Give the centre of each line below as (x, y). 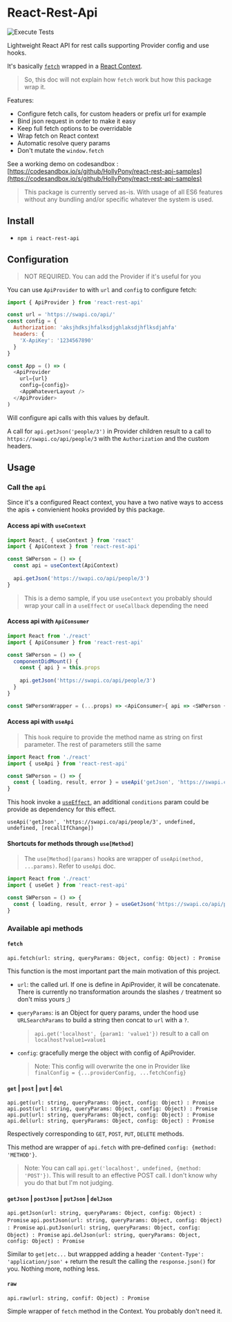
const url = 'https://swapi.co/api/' (61, 315)
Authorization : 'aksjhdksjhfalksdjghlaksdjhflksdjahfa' (95, 328)
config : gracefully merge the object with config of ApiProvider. (106, 1053)
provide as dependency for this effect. (61, 809)
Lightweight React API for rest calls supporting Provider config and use (108, 45)
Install (21, 221)
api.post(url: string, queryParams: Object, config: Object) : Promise (112, 1109)
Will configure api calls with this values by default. (78, 417)
